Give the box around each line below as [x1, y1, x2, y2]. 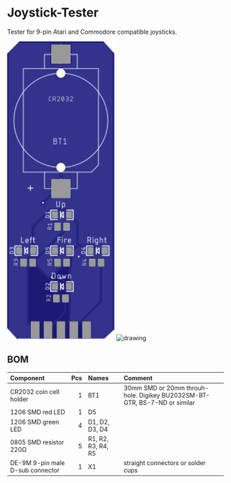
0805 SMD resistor [10, 438, 65, 446]
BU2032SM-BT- [161, 391, 210, 400]
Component [10, 373, 45, 382]
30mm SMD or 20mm [123, 384, 186, 392]
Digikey [138, 391, 160, 400]
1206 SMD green [10, 418, 60, 426]
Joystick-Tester [7, 5, 99, 21]
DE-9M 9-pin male [10, 459, 65, 467]
